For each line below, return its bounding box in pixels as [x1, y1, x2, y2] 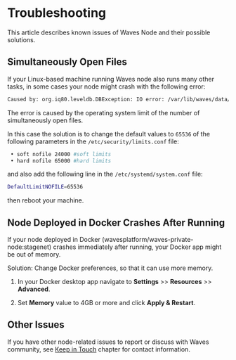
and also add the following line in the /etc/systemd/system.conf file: [7, 170, 203, 179]
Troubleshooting [7, 5, 107, 21]
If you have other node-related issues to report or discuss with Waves [7, 337, 209, 346]
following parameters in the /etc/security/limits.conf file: [7, 137, 179, 146]
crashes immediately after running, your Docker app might [53, 243, 222, 251]
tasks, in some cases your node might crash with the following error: [7, 82, 206, 91]
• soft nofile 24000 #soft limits [10, 150, 112, 157]
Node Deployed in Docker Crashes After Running [7, 217, 225, 229]
